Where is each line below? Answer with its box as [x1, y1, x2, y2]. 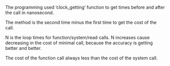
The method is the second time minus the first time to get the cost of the [5, 20, 157, 25]
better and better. [5, 45, 42, 51]
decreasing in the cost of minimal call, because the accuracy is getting [5, 40, 153, 46]
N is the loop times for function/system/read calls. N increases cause [5, 35, 150, 40]
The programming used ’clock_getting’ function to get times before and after [5, 5, 165, 10]
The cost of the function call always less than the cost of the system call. [5, 55, 158, 61]
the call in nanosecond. [5, 10, 54, 16]
